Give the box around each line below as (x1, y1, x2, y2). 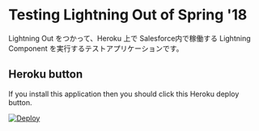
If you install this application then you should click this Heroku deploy (8, 89, 240, 99)
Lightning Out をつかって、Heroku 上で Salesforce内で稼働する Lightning (8, 33, 251, 43)
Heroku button (8, 67, 83, 82)
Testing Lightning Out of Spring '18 (8, 6, 248, 24)
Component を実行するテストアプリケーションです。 (8, 43, 184, 53)
